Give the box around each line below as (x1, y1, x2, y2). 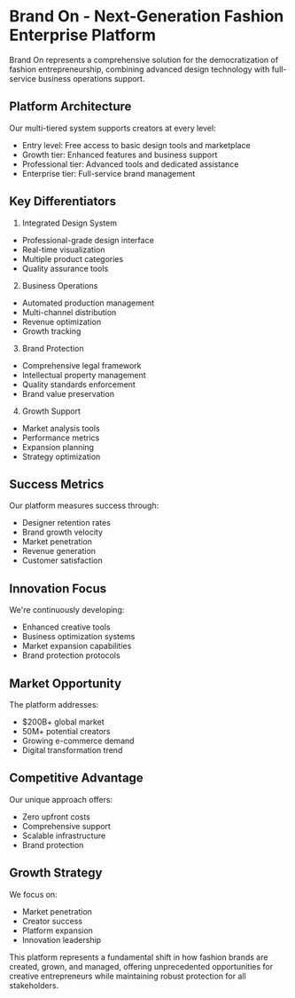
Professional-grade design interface (21, 234, 155, 245)
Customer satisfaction (21, 555, 104, 566)
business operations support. (38, 73, 145, 83)
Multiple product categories (21, 253, 124, 264)
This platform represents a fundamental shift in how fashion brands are (9, 952, 268, 962)
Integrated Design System (21, 218, 118, 228)
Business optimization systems (21, 631, 136, 642)
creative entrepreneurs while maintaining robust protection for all (9, 970, 246, 981)
